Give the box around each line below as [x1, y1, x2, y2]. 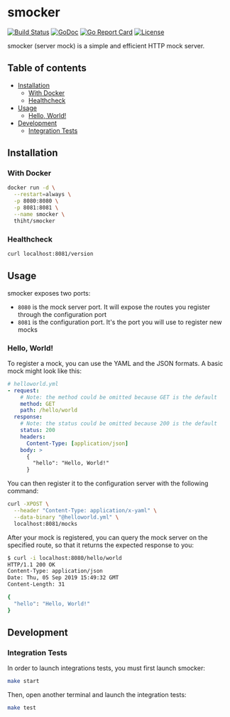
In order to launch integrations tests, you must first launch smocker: [7, 664, 206, 672]
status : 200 [20, 427, 55, 434]
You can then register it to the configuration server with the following [7, 479, 209, 487]
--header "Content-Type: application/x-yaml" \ [13, 507, 158, 514]
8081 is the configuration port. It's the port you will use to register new [17, 318, 222, 326]
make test [7, 704, 37, 711]
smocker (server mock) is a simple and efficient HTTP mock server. [7, 41, 205, 50]
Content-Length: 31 [7, 581, 65, 588]
